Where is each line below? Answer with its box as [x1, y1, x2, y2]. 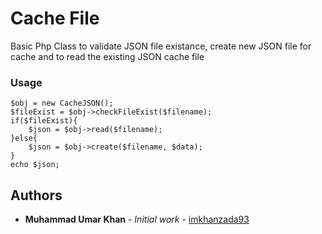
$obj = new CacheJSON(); [10, 98, 114, 109]
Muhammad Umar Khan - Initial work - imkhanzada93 [24, 213, 250, 226]
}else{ [10, 133, 38, 144]
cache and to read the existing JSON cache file [10, 50, 205, 62]
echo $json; [10, 160, 60, 170]
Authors [10, 187, 63, 204]
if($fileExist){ [10, 116, 78, 126]
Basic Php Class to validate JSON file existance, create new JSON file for [10, 40, 312, 52]
